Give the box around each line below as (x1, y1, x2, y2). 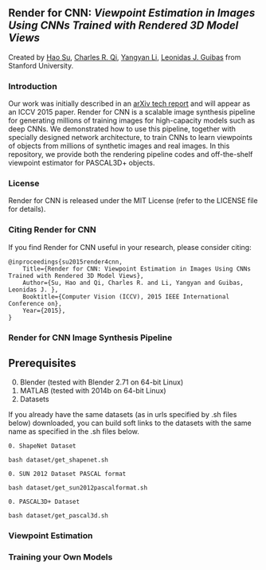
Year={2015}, (22, 306, 66, 314)
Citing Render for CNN (8, 224, 97, 236)
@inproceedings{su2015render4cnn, (8, 258, 123, 266)
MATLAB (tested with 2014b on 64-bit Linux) (19, 386, 166, 396)
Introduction (8, 80, 57, 92)
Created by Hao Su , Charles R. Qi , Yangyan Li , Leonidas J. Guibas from (8, 52, 241, 62)
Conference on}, (8, 299, 62, 307)
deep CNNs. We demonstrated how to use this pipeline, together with (8, 124, 237, 134)
